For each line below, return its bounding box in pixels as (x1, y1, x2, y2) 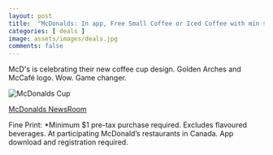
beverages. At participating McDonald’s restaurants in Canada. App (8, 129, 234, 139)
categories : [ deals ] (8, 27, 85, 35)
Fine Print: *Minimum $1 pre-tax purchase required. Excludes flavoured (8, 120, 248, 130)
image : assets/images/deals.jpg (8, 34, 118, 43)
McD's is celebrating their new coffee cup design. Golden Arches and (8, 64, 241, 74)
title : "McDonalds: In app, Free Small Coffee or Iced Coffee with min (8, 19, 260, 28)
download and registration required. (8, 137, 128, 147)
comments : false (8, 42, 63, 50)
